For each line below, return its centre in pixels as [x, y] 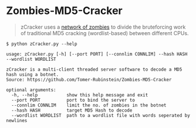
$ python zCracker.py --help [42, 44]
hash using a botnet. [33, 74]
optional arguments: [31, 90]
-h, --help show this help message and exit [80, 95]
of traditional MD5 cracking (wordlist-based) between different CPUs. [104, 33]
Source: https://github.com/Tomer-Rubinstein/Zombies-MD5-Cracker [89, 79]
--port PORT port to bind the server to [73, 100]
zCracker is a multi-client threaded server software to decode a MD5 [94, 69]
